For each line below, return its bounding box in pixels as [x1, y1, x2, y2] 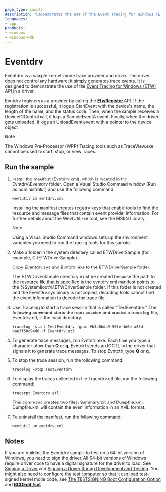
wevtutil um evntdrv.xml [12, 423, 64, 428]
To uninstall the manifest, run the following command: [12, 414, 122, 420]
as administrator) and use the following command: [12, 186, 115, 192]
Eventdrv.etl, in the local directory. [12, 314, 83, 320]
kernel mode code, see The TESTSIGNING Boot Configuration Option [20, 476, 161, 482]
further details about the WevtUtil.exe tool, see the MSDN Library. [12, 215, 146, 221]
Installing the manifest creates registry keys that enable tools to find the [12, 205, 158, 211]
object [5, 124, 18, 130]
